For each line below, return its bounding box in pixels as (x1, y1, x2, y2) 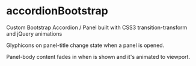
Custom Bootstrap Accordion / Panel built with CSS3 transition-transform (6, 24, 188, 31)
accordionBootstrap (6, 4, 108, 18)
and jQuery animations (6, 30, 63, 37)
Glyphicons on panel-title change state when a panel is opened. (6, 42, 165, 49)
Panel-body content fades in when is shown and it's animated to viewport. (6, 53, 191, 60)
